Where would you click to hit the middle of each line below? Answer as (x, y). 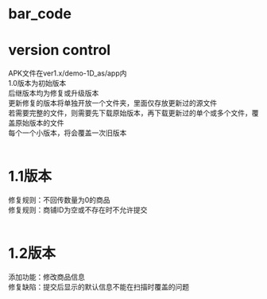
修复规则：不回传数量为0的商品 (59, 200)
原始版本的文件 (39, 123)
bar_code (40, 14)
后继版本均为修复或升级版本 (54, 93)
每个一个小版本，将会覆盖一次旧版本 (68, 133)
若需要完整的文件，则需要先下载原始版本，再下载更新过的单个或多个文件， (130, 113)
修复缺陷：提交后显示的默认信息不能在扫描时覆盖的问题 (99, 287)
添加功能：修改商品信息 (46, 277)
